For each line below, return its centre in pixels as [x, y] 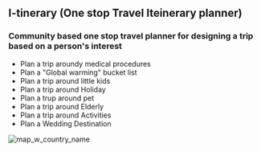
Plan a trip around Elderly [62, 106]
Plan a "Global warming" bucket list [79, 72]
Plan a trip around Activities [65, 115]
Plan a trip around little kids [65, 80]
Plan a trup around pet [57, 98]
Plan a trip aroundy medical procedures [85, 64]
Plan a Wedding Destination [65, 123]
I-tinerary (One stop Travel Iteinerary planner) [125, 13]
